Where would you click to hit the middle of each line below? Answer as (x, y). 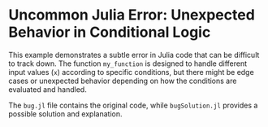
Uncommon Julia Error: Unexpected (132, 15)
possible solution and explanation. (65, 114)
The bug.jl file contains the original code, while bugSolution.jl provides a (133, 105)
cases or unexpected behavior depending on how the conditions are (123, 81)
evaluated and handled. (48, 89)
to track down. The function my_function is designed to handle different (128, 63)
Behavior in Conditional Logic (110, 32)
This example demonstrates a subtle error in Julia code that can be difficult (134, 55)
